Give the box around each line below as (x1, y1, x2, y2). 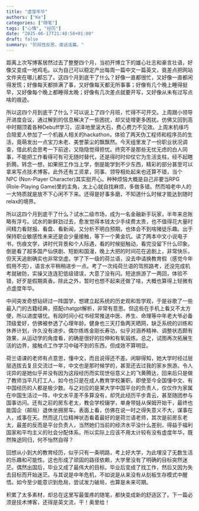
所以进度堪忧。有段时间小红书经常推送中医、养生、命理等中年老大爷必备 (16, 312, 193, 319)
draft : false (6, 36, 38, 42)
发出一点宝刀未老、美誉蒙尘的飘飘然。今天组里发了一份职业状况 (26, 138, 182, 146)
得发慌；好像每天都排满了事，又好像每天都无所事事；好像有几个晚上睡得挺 (6, 81, 188, 88)
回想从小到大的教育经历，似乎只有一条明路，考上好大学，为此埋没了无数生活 (6, 449, 193, 456)
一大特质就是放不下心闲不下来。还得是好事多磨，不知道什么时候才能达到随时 (6, 190, 193, 197)
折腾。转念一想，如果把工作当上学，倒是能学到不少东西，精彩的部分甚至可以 (6, 160, 193, 168)
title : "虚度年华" (6, 8, 49, 15)
